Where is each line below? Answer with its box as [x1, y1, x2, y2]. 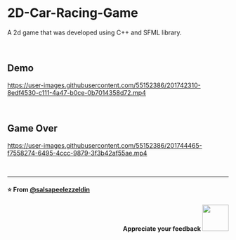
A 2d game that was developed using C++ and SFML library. [7, 28, 182, 37]
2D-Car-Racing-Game [7, 5, 138, 21]
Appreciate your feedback [122, 224, 202, 233]
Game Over [7, 122, 58, 134]
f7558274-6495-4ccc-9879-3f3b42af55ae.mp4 [7, 149, 147, 157]
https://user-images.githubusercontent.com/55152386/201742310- [7, 81, 202, 89]
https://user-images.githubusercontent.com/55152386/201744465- [7, 141, 202, 149]
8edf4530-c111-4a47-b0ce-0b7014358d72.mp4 [7, 88, 146, 96]
